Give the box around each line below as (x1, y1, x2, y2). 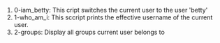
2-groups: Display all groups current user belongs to (13, 28, 166, 36)
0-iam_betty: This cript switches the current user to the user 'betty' (13, 6, 208, 14)
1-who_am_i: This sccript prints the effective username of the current (13, 13, 213, 21)
